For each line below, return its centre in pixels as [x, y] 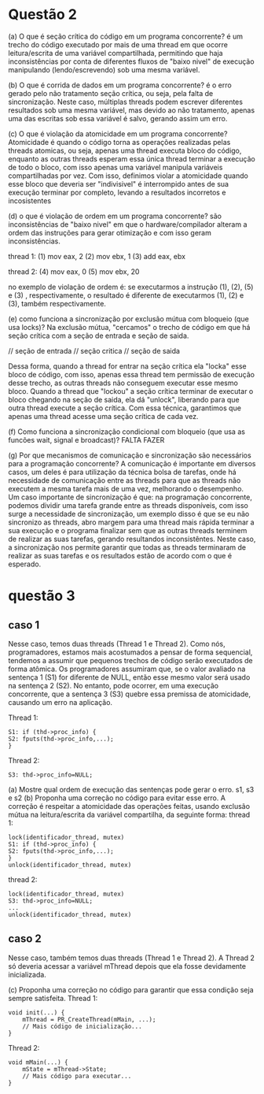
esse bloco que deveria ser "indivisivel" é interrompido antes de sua [119, 184]
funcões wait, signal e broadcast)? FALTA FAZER [86, 439]
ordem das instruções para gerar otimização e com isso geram [110, 232]
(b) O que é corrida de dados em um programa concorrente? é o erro [120, 85]
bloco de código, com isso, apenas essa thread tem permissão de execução [132, 374]
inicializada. [27, 974]
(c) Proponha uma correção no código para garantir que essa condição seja [131, 989]
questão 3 [42, 596]
